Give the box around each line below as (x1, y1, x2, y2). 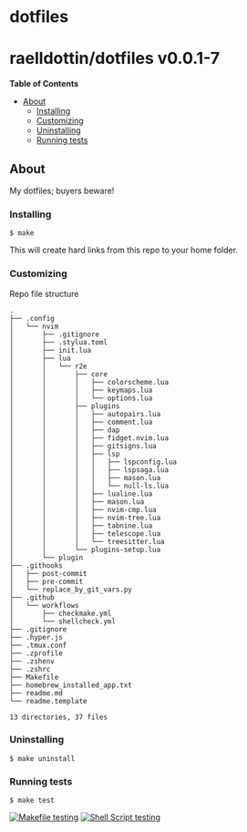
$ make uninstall (9, 754, 76, 763)
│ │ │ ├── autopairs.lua (9, 409, 161, 418)
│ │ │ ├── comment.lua (9, 417, 153, 426)
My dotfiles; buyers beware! (9, 185, 115, 196)
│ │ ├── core (9, 369, 108, 379)
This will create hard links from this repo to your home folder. (9, 244, 239, 256)
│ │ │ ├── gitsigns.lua (9, 441, 157, 450)
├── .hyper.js (9, 632, 64, 642)
